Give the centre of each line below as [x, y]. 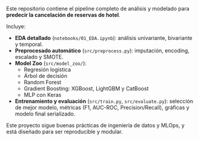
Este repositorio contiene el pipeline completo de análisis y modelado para [98, 9]
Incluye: [16, 26]
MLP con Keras [42, 95]
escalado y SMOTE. [39, 57]
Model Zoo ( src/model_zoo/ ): [50, 63]
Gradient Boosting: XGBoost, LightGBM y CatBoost [86, 88]
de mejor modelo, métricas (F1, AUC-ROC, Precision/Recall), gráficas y [102, 107]
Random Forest [42, 82]
